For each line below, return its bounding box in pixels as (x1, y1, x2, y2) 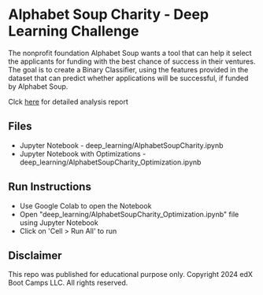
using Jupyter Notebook (19, 218, 98, 227)
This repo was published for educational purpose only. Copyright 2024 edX (8, 270, 254, 279)
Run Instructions (8, 180, 92, 194)
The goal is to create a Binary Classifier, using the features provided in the (8, 65, 249, 74)
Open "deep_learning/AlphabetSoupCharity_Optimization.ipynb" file (19, 209, 239, 219)
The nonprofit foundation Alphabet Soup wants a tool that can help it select (8, 48, 252, 57)
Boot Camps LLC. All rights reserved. (8, 278, 128, 288)
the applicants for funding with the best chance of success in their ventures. (8, 57, 256, 66)
